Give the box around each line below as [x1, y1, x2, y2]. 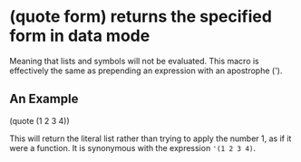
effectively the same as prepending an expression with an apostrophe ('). [9, 65, 283, 76]
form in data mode [9, 25, 150, 46]
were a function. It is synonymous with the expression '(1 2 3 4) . [9, 142, 257, 153]
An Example [9, 91, 79, 107]
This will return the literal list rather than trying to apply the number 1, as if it [9, 133, 292, 144]
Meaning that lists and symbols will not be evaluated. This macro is [9, 55, 260, 66]
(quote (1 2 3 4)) [9, 115, 70, 126]
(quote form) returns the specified [9, 6, 272, 27]
